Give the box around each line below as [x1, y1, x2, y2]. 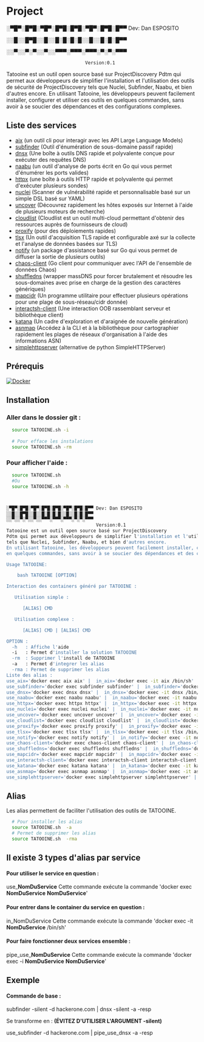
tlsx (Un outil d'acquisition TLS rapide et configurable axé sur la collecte [15, 233, 195, 241]
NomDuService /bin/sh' [6, 923, 67, 931]
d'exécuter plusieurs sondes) [15, 181, 89, 189]
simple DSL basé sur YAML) [15, 195, 85, 202]
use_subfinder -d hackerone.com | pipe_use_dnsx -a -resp [6, 1029, 153, 1037]
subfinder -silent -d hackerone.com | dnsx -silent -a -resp [6, 1005, 152, 1013]
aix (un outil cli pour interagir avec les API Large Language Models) [15, 136, 183, 144]
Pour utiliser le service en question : [6, 869, 99, 877]
